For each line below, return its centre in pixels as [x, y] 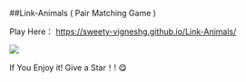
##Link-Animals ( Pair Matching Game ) [83, 13]
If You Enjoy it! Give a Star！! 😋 [68, 68]
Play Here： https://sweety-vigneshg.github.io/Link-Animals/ [123, 32]
